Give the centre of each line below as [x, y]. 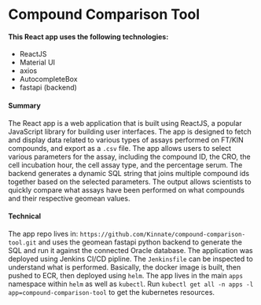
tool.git [22, 243]
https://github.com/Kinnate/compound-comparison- [163, 234]
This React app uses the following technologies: [88, 36]
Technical [25, 216]
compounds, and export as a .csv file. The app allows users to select [120, 148]
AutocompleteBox [48, 79]
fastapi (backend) [48, 87]
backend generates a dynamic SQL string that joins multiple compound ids [129, 173]
